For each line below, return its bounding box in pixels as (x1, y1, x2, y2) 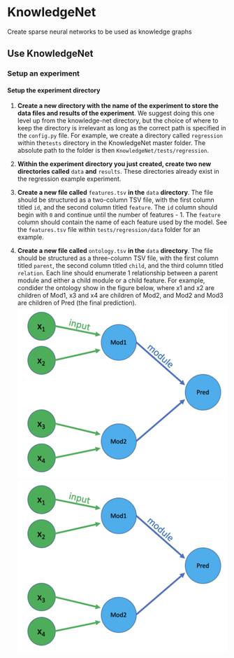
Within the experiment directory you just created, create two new (17, 160, 212, 168)
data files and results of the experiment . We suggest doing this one (17, 109, 215, 118)
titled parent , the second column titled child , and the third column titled (17, 261, 224, 270)
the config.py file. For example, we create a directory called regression (17, 131, 224, 140)
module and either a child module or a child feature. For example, (17, 276, 205, 285)
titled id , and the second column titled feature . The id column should (17, 203, 218, 212)
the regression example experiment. (17, 174, 122, 183)
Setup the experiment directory (7, 85, 101, 95)
